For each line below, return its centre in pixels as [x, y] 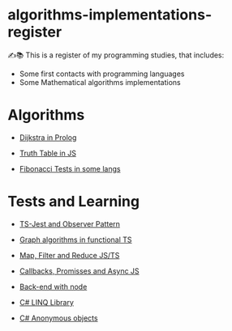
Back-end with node [53, 286]
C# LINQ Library [47, 302]
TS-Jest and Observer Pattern [70, 223]
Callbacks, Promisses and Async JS [79, 271]
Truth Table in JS [47, 153]
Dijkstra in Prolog [48, 137]
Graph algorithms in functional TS [75, 240]
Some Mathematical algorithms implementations [100, 82]
